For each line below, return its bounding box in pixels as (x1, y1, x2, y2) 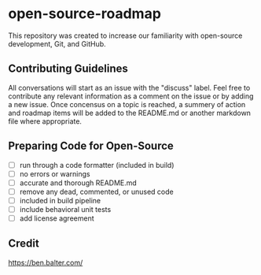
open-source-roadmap (8, 5, 161, 23)
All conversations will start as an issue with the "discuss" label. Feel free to (8, 83, 251, 92)
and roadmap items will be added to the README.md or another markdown (8, 108, 252, 117)
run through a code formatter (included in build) (19, 160, 175, 169)
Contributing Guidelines (8, 62, 128, 76)
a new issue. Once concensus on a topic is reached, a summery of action (8, 99, 246, 109)
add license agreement (19, 214, 94, 223)
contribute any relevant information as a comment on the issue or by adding (8, 91, 254, 101)
